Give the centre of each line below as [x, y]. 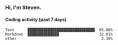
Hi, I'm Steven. [23, 7]
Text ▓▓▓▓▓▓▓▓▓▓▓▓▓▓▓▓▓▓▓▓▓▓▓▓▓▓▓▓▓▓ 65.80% [59, 30]
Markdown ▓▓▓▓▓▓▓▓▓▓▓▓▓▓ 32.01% [59, 34]
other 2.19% [59, 39]
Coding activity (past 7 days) [36, 19]
